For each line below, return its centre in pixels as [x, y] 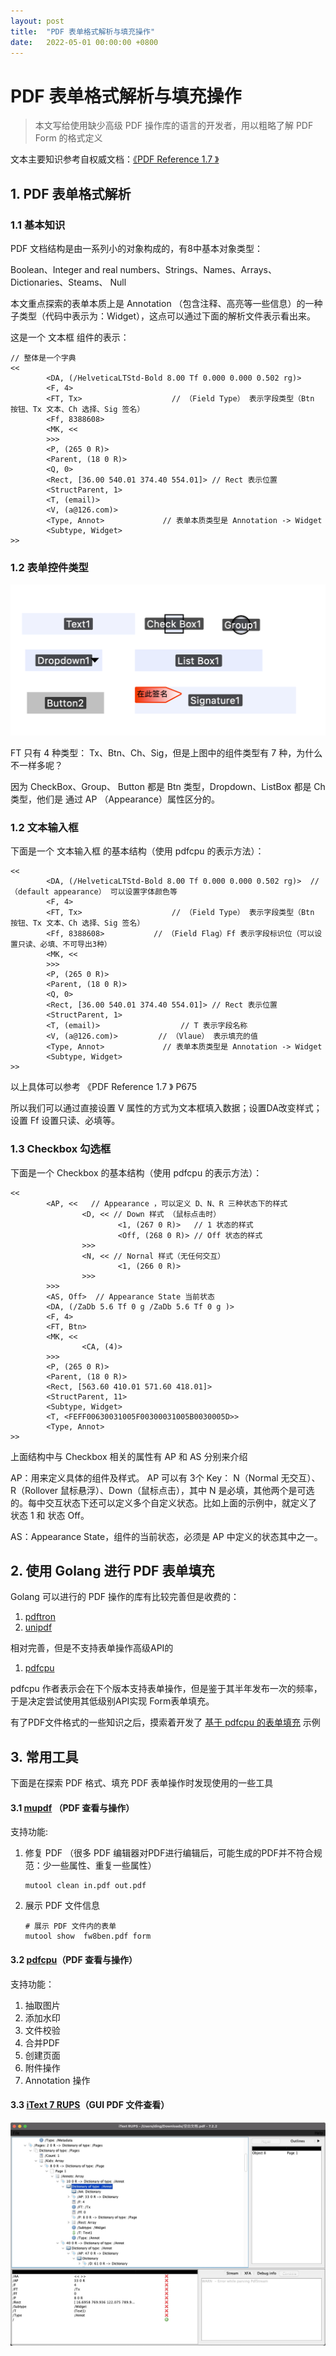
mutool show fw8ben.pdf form [88, 1936]
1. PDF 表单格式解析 [71, 193]
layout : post [37, 21]
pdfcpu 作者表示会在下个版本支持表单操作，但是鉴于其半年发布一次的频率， [166, 1689]
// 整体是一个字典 [43, 358]
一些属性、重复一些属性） [104, 1866]
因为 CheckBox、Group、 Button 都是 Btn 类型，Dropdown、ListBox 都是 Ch [168, 786]
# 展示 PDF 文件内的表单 [70, 1926]
